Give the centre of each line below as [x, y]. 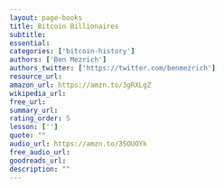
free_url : [28, 102]
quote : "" [28, 136]
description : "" [40, 169]
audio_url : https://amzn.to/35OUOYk [78, 144]
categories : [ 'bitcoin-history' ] [72, 52]
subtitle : [28, 34]
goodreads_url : [38, 160]
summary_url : [34, 110]
